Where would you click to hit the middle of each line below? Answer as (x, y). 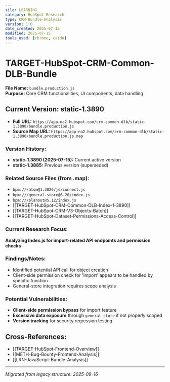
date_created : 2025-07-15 (32, 29)
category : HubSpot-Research (35, 15)
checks (13, 245)
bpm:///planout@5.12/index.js (45, 200)
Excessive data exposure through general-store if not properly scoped (88, 315)
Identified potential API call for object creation (60, 270)
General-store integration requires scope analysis (64, 286)
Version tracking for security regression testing (62, 321)
